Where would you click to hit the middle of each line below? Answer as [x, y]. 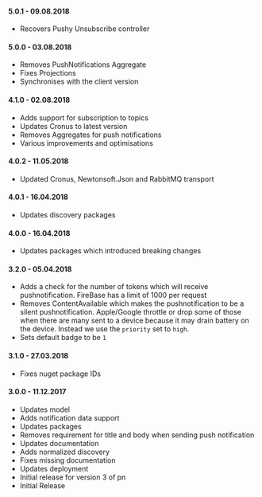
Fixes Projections [48, 73]
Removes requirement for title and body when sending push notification [137, 435]
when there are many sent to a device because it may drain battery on [134, 321]
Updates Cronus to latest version [73, 126]
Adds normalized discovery [64, 452]
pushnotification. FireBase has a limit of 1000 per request [113, 295]
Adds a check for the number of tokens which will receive [114, 287]
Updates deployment [54, 468]
